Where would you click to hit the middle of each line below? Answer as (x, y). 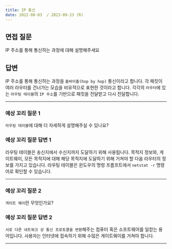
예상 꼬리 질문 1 (23, 113)
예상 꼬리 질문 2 (24, 191)
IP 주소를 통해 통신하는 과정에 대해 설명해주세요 (52, 50)
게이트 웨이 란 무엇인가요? (29, 203)
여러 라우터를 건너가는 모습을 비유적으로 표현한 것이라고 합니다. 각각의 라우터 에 (83, 88)
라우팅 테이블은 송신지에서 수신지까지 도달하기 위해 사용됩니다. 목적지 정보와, (82, 152)
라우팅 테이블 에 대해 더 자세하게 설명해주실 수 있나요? (57, 126)
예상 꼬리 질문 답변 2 (29, 217)
